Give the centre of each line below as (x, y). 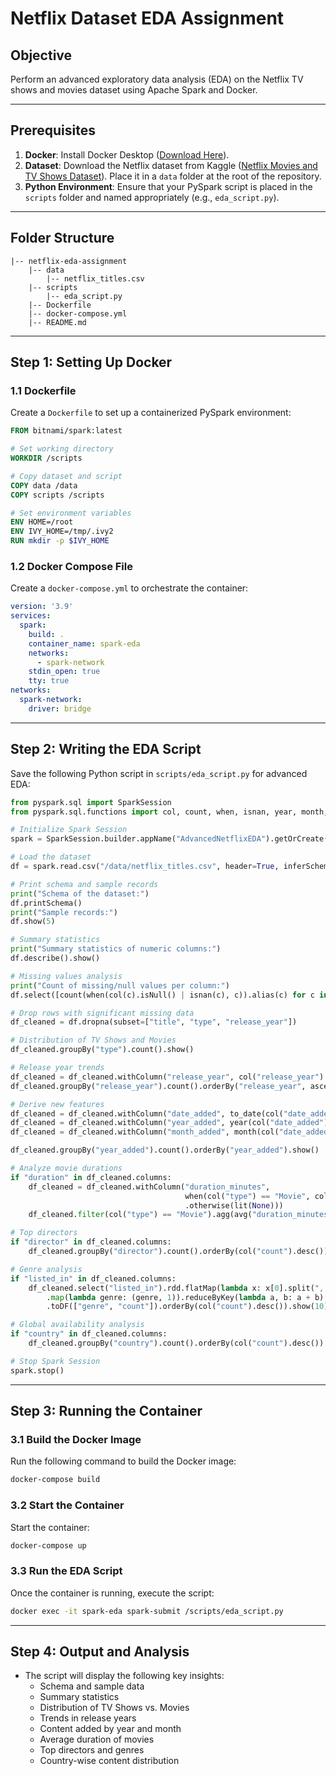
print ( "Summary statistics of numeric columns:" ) (116, 949)
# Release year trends (57, 1068)
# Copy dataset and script (66, 476)
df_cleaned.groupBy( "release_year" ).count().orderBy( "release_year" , (158, 1086)
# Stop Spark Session (55, 1361)
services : (31, 616)
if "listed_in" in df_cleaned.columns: (93, 1278)
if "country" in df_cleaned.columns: (89, 1334)
